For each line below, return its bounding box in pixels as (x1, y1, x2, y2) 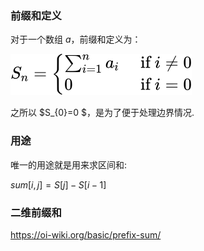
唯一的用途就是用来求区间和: (10, 158, 128, 171)
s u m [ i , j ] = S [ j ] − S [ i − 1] (10, 178, 107, 191)
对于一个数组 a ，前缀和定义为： (10, 33, 142, 46)
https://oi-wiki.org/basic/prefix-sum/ (10, 228, 162, 241)
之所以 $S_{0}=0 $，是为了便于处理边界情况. (10, 107, 195, 119)
